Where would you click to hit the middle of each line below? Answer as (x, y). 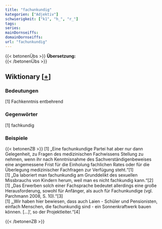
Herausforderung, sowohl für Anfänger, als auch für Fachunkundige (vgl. (79, 191)
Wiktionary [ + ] (28, 77)
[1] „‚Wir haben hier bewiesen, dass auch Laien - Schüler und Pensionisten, (81, 201)
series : (13, 28)
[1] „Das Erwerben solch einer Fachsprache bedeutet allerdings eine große (81, 185)
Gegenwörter (21, 114)
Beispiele (17, 138)
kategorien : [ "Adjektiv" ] (32, 14)
